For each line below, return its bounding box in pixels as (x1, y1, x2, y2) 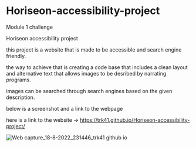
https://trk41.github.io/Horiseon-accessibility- (80, 116, 190, 124)
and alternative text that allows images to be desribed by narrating (6, 70, 167, 77)
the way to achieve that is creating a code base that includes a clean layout (6, 63, 188, 71)
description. (6, 94, 35, 101)
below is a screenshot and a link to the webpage (6, 105, 123, 112)
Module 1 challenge (6, 23, 53, 30)
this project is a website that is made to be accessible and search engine (6, 46, 182, 53)
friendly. (6, 52, 26, 59)
